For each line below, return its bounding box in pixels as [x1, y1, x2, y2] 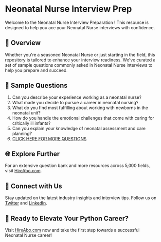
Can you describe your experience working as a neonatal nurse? [12, 94, 142, 100]
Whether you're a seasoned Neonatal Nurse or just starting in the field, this [5, 52, 156, 57]
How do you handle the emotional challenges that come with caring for [12, 115, 155, 121]
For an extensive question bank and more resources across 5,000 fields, [5, 163, 150, 168]
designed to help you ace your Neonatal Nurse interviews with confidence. [5, 24, 155, 30]
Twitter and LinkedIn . [5, 200, 47, 206]
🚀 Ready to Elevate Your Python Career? [5, 214, 129, 223]
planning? [12, 130, 32, 136]
